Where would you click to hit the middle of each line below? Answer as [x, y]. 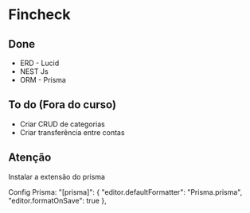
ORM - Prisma [43, 80]
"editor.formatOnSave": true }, [57, 200]
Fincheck [39, 15]
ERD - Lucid [39, 63]
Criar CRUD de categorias [62, 124]
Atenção [30, 158]
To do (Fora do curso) [62, 105]
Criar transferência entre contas [72, 132]
